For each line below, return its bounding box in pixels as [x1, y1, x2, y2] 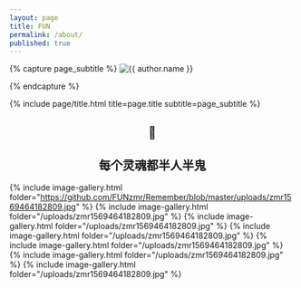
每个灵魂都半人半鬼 [98, 158, 207, 173]
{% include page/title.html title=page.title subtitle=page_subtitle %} [9, 99, 261, 110]
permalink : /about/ [9, 30, 83, 39]
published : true [9, 38, 71, 48]
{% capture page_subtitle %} [9, 63, 118, 74]
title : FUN [9, 22, 51, 31]
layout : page [9, 13, 59, 23]
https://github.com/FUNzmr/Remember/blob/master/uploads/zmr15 [40, 192, 292, 203]
